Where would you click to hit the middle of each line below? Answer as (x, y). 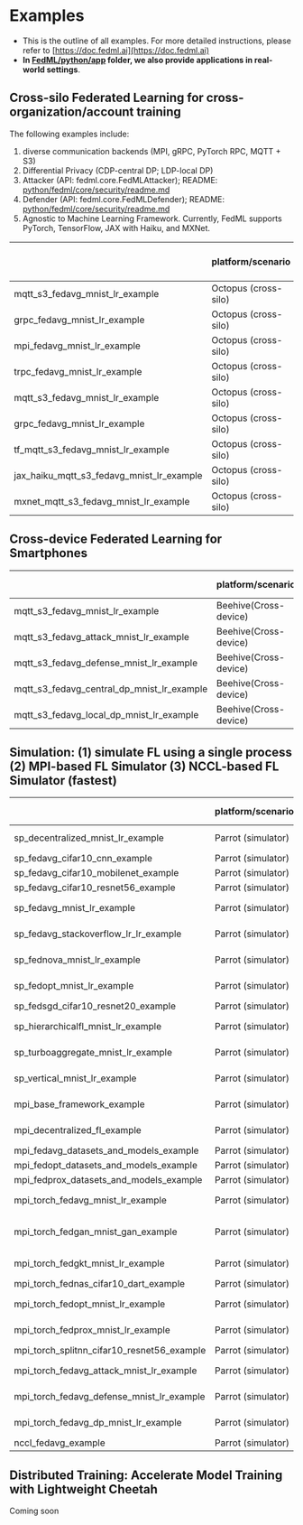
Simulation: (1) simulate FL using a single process (151, 752)
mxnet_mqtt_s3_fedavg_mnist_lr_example (102, 501)
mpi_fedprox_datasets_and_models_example (108, 1180)
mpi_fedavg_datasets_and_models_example (106, 1150)
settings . (64, 70)
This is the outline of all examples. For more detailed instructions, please (156, 41)
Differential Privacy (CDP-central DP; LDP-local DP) (118, 170)
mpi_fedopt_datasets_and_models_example (106, 1166)
